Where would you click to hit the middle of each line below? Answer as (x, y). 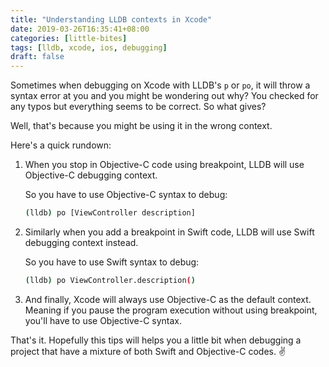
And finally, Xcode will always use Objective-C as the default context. (168, 299)
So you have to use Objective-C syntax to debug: (126, 195)
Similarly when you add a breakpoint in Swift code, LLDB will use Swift (169, 232)
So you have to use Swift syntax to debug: (112, 262)
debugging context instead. (81, 242)
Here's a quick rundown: (61, 145)
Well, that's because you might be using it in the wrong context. (141, 126)
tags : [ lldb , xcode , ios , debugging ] (89, 47)
